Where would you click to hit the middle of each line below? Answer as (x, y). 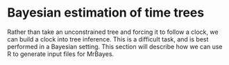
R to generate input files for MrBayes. (61, 54)
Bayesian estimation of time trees (106, 13)
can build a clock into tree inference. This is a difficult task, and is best (108, 39)
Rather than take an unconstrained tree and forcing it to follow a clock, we (113, 32)
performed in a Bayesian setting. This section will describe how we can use (115, 46)
